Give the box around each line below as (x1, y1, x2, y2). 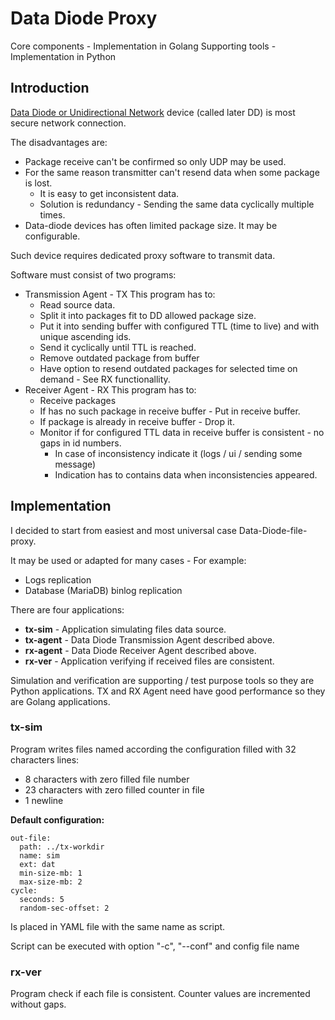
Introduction (10, 80, 90, 97)
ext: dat (19, 859, 56, 869)
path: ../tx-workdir (19, 842, 105, 852)
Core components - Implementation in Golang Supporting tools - (10, 40, 277, 52)
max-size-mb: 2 (19, 877, 83, 887)
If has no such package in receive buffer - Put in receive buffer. (39, 405, 301, 417)
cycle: (10, 885, 38, 896)
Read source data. (39, 298, 116, 311)
